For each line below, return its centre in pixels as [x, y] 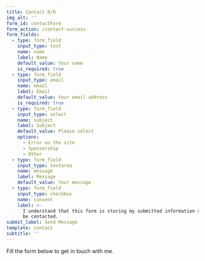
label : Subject [37, 126]
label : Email [34, 92]
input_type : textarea [45, 166]
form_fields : [23, 35]
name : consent [35, 199]
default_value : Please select [56, 131]
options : [28, 137]
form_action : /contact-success [46, 29]
